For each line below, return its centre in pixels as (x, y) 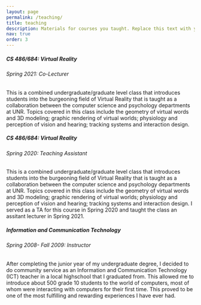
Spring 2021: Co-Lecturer (38, 74)
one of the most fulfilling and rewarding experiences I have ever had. (91, 295)
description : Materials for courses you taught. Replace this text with (99, 28)
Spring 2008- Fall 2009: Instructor (48, 245)
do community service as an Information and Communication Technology (97, 270)
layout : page (22, 12)
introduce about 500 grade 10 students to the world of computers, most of (98, 283)
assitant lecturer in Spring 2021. (45, 216)
